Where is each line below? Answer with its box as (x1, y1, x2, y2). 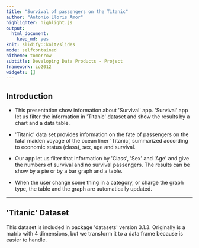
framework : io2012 (6, 63, 52, 70)
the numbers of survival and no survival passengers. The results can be (14, 161, 191, 169)
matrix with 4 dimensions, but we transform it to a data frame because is (6, 230, 184, 237)
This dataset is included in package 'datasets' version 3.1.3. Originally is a (6, 223, 185, 231)
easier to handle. (6, 236, 47, 243)
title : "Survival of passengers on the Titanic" (6, 8, 129, 15)
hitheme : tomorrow (6, 53, 52, 59)
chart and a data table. (14, 120, 70, 127)
